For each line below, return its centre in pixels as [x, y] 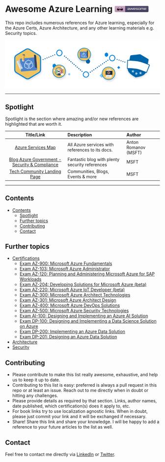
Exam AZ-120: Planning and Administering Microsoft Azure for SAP [87, 274]
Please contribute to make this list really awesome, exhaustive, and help [85, 375]
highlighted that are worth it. [34, 124]
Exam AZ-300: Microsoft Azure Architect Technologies [75, 295]
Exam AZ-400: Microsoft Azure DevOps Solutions [70, 305]
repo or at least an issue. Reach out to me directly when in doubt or [80, 391]
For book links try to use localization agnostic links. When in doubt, [80, 411]
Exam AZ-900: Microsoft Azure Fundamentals [66, 264]
